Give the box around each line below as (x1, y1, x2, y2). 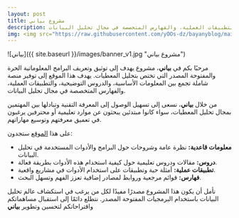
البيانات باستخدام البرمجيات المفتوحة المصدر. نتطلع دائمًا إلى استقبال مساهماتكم (7, 194, 219, 203)
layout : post (7, 10, 46, 18)
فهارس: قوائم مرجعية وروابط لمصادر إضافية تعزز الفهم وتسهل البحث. (17, 173, 201, 182)
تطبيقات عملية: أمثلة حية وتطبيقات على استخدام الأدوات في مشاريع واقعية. (17, 165, 216, 175)
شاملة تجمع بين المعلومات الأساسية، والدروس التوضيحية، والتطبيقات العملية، (7, 79, 208, 88)
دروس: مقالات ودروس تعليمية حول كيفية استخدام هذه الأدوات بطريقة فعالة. (17, 158, 218, 167)
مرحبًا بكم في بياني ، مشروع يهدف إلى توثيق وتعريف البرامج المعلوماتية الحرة (7, 63, 208, 72)
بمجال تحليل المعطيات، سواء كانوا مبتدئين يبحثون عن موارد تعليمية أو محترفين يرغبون (7, 108, 232, 116)
